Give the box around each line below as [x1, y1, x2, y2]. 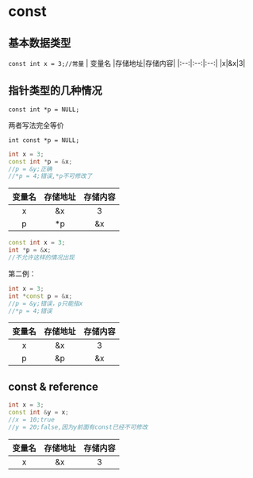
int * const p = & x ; [8, 292, 73, 300]
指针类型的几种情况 [8, 84, 102, 98]
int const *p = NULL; [8, 136, 80, 145]
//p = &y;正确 [8, 165, 53, 173]
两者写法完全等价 [8, 120, 64, 129]
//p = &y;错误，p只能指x [8, 299, 83, 307]
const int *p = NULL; [8, 106, 80, 114]
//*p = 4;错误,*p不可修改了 [8, 172, 93, 180]
